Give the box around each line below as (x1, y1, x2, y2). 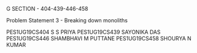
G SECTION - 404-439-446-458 (6, 5, 88, 12)
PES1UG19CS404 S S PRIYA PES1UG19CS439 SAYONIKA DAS (6, 28, 161, 36)
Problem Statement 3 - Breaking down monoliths (6, 17, 128, 23)
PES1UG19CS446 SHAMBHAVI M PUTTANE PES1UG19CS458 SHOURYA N (6, 35, 192, 42)
